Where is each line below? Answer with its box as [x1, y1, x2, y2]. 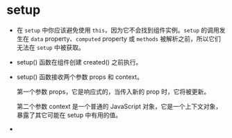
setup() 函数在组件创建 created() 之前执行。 [16, 58, 142, 66]
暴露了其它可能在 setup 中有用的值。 [16, 110, 122, 119]
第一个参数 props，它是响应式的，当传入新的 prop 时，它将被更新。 [16, 87, 210, 96]
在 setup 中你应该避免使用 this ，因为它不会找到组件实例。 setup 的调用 [16, 26, 219, 34]
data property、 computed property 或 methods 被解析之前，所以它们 [30, 34, 222, 43]
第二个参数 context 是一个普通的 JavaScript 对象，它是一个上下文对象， [16, 102, 222, 110]
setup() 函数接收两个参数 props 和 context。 [16, 72, 144, 81]
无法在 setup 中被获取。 [16, 43, 85, 51]
